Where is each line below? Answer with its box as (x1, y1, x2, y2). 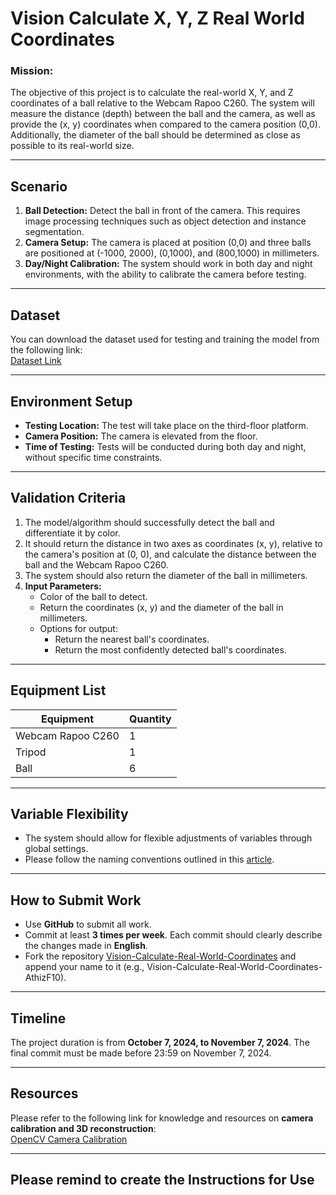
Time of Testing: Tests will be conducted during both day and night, (24, 440, 307, 452)
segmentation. (24, 226, 85, 238)
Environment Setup (10, 393, 133, 410)
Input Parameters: (24, 580, 102, 592)
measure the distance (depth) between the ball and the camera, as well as (10, 108, 316, 120)
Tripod (15, 745, 47, 759)
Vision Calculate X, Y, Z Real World (10, 7, 305, 30)
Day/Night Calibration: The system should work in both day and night (24, 258, 313, 270)
